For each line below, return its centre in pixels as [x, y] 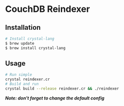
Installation [23, 27]
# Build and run [22, 84]
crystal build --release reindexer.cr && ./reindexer [62, 89]
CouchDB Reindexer [48, 9]
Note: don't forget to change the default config [55, 98]
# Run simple [19, 75]
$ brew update [20, 43]
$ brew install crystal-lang [35, 48]
